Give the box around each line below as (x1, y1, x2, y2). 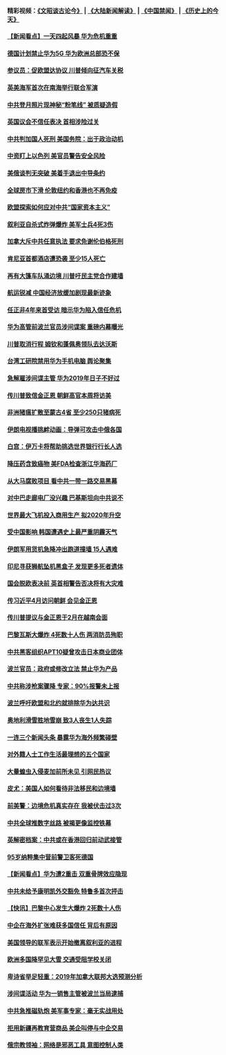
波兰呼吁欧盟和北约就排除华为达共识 (7, 698, 110, 707)
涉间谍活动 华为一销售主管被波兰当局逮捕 (7, 989, 124, 998)
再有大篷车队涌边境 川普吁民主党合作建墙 (7, 272, 124, 280)
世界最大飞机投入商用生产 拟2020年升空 (7, 511, 121, 519)
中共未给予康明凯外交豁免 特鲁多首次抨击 (7, 886, 124, 895)
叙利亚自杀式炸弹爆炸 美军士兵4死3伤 (7, 220, 114, 228)
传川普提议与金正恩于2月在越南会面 (7, 614, 108, 622)
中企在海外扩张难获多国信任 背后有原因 (7, 921, 118, 929)
